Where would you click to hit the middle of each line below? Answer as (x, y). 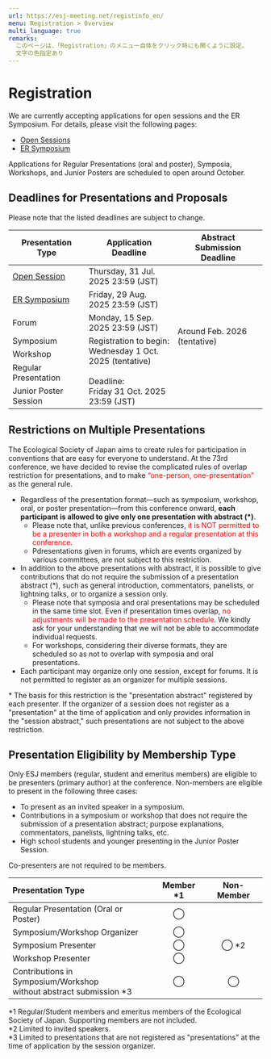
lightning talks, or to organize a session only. (94, 593)
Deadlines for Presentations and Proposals (118, 198)
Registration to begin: (129, 341)
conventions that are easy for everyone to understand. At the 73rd (118, 458)
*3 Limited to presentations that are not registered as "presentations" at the (134, 1037)
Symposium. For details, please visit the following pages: (103, 124)
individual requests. (65, 636)
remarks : (23, 38)
